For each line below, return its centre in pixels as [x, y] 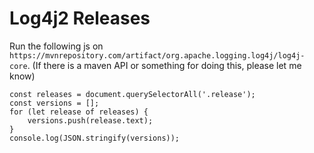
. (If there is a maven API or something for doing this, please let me [164, 65]
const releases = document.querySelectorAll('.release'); [132, 94]
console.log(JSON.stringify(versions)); [95, 138]
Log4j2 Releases [80, 18]
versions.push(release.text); [90, 120]
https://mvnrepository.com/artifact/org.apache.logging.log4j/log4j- [157, 55]
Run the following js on [56, 46]
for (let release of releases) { [79, 112]
